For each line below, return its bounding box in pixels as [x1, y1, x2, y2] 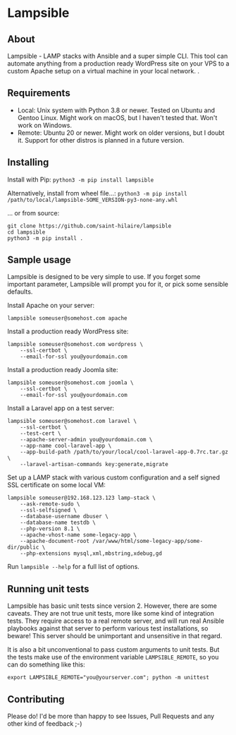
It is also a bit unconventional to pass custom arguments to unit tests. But [7, 645, 220, 654]
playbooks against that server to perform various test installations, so [7, 624, 209, 633]
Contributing [7, 693, 65, 705]
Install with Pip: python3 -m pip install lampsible [7, 175, 154, 184]
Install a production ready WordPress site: [7, 327, 129, 336]
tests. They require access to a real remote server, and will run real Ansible [7, 616, 225, 626]
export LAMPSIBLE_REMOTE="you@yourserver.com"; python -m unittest [7, 674, 210, 681]
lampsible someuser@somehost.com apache [7, 315, 128, 322]
